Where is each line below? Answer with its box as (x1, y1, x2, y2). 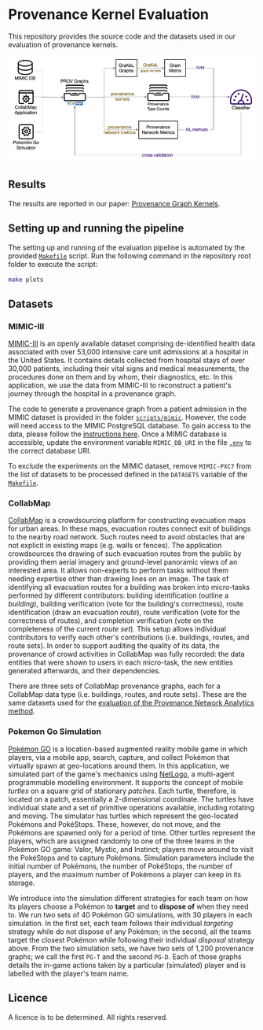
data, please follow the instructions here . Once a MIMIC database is (8, 429, 228, 439)
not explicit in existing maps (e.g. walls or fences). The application (8, 541, 222, 550)
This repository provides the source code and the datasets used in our (8, 31, 236, 41)
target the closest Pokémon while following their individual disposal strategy (8, 935, 255, 944)
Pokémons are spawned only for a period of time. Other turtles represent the (8, 828, 256, 837)
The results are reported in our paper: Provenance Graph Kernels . (8, 198, 221, 208)
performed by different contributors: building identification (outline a (8, 591, 229, 600)
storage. (8, 878, 35, 887)
